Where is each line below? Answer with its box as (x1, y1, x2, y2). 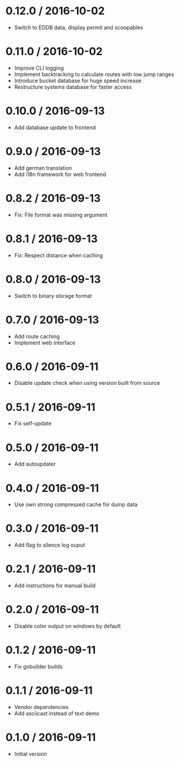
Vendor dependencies (14, 703, 69, 710)
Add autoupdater (14, 460, 56, 468)
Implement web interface (14, 339, 75, 346)
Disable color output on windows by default (14, 623, 121, 630)
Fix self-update (14, 420, 52, 427)
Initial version (14, 750, 47, 757)
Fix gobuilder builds (14, 663, 63, 670)
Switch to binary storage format (14, 292, 92, 299)
